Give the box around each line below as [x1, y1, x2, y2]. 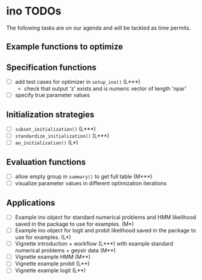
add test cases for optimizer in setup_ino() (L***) [14, 78, 140, 86]
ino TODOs [6, 4, 62, 18]
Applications [6, 197, 55, 208]
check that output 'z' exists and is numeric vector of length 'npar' [24, 85, 187, 92]
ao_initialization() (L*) [14, 139, 78, 146]
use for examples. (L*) [14, 234, 71, 241]
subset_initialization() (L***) [14, 126, 96, 133]
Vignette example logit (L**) [14, 267, 86, 274]
